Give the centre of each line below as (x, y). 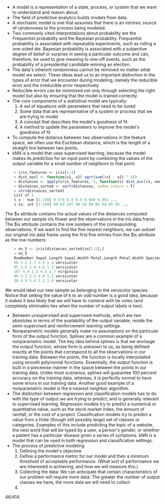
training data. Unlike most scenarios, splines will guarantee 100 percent (84, 373)
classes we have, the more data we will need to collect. (75, 482)
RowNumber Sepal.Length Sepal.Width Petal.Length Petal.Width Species (88, 258)
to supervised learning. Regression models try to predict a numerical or (84, 404)
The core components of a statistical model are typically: (70, 101)
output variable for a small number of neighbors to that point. (74, 163)
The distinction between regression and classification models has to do (84, 394)
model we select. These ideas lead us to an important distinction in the (84, 75)
